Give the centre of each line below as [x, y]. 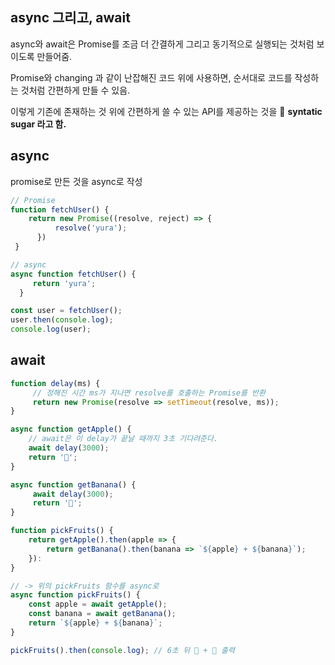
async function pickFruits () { [75, 595]
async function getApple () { [71, 429]
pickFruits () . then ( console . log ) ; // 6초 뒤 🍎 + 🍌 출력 [122, 650]
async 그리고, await [70, 18]
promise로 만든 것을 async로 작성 [76, 181]
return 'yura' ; [64, 283]
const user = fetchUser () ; [66, 311]
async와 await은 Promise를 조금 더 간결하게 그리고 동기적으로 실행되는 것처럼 [162, 44]
